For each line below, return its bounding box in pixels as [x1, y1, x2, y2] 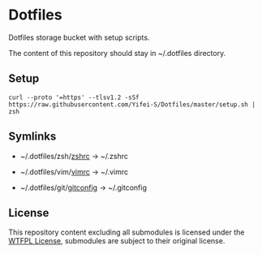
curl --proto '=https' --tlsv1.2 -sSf [8, 93, 140, 101]
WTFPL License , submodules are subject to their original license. [8, 236, 225, 246]
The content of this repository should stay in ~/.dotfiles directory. [8, 48, 226, 58]
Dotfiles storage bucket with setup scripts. [8, 32, 150, 42]
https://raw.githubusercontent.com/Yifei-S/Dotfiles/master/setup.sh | [8, 100, 256, 109]
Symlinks [8, 130, 57, 144]
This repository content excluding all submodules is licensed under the [8, 227, 245, 237]
